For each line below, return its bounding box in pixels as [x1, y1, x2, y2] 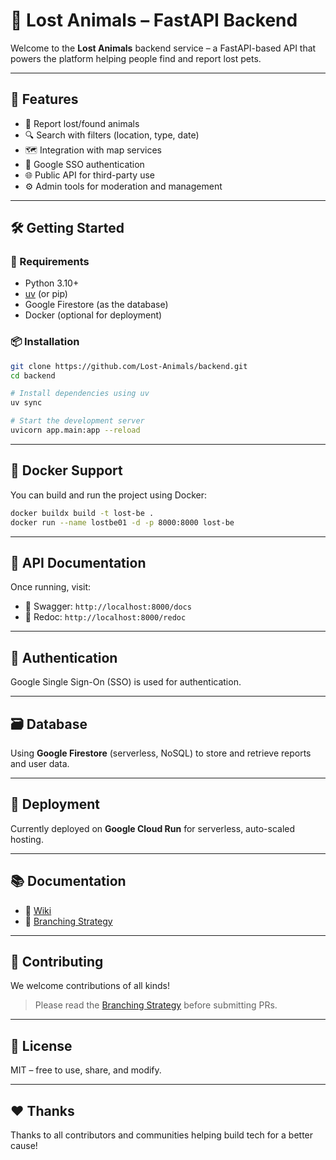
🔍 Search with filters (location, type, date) [24, 129, 200, 141]
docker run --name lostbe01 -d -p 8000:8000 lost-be [10, 517, 235, 528]
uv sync [10, 398, 43, 408]
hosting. [10, 833, 44, 845]
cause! [10, 1140, 38, 1152]
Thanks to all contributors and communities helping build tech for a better [10, 1129, 314, 1141]
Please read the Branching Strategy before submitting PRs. [34, 999, 278, 1011]
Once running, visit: [10, 581, 92, 593]
